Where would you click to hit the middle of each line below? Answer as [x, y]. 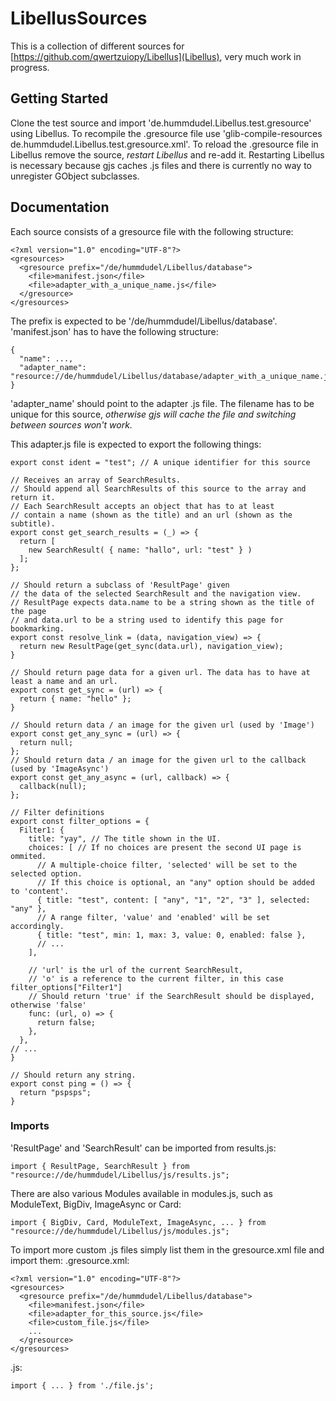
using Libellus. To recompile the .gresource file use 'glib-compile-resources [166, 133]
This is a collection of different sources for [97, 46]
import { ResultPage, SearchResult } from [100, 1166]
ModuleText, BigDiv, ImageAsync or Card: [96, 1204]
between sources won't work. [71, 424]
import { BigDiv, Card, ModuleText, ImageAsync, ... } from [138, 1222]
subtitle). [33, 523]
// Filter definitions [57, 812]
